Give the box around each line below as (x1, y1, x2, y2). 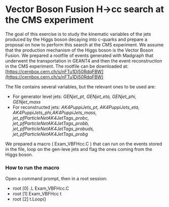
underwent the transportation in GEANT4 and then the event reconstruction (5, 58, 162, 64)
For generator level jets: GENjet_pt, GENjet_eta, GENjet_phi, (12, 93, 137, 99)
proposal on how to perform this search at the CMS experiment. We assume (5, 41, 164, 47)
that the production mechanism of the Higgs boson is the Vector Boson (5, 47, 153, 53)
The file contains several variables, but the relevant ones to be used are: (5, 83, 156, 89)
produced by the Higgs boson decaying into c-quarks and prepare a (5, 36, 148, 42)
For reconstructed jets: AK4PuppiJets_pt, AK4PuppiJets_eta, (12, 104, 140, 110)
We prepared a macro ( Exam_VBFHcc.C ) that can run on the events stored (5, 140, 162, 147)
